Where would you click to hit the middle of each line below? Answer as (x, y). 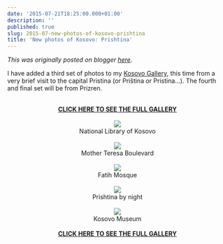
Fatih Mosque (117, 175)
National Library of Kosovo (117, 131)
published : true (31, 27)
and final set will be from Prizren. (55, 88)
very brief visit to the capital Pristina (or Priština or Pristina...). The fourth (112, 81)
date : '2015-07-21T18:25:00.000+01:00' (65, 14)
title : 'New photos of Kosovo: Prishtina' (70, 40)
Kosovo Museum (117, 219)
